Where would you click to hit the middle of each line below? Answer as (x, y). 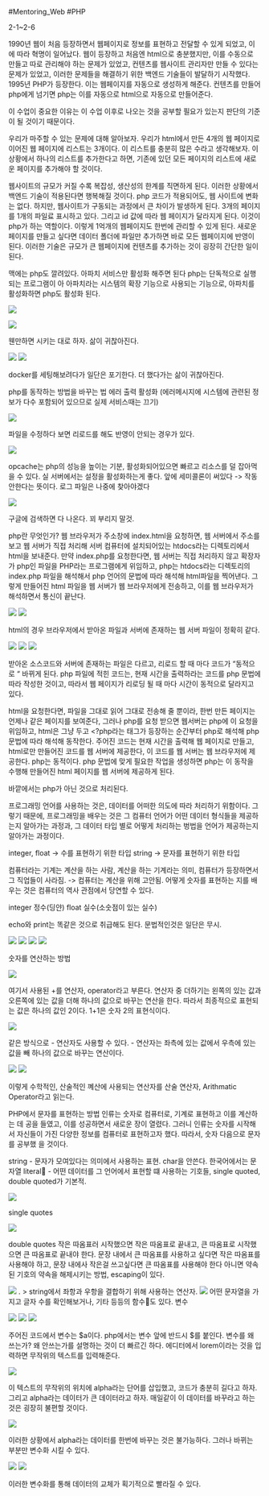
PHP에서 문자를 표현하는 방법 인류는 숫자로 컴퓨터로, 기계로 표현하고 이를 (122, 1114)
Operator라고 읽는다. (41, 1096)
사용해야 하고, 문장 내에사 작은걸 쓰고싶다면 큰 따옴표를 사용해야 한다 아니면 (126, 1264)
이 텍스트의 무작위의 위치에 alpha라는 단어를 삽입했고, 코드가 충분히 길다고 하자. (133, 1388)
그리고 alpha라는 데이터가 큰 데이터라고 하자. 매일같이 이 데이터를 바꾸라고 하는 (132, 1398)
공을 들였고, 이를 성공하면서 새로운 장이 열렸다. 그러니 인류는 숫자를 (130, 1124)
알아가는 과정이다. (37, 836)
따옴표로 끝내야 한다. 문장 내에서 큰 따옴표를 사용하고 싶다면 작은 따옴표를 (146, 1254)
